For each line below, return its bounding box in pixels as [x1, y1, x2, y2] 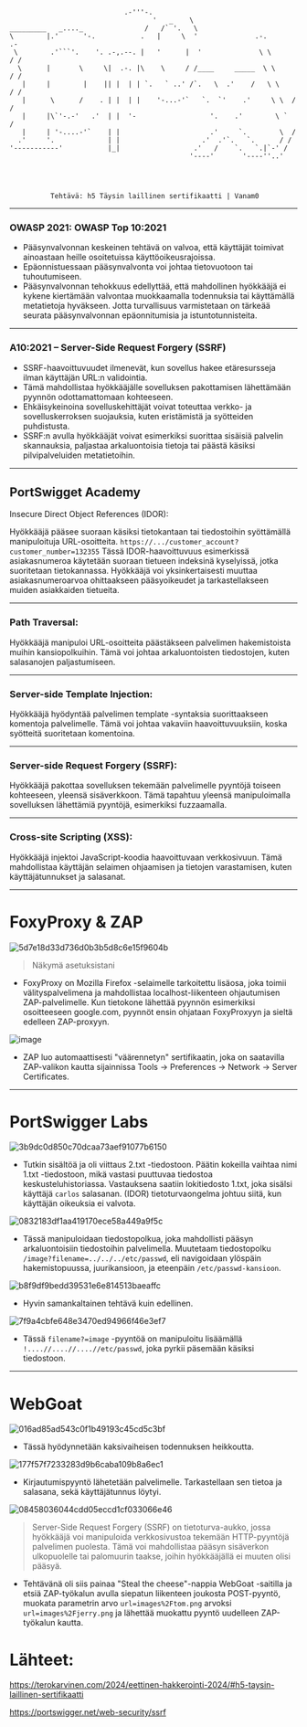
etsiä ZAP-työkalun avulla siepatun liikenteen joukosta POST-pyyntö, [22, 1588, 281, 1599]
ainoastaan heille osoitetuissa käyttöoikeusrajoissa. [22, 251, 217, 263]
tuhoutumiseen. [22, 271, 82, 282]
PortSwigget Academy [9, 484, 142, 500]
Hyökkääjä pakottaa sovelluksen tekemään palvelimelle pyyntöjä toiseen [9, 780, 281, 791]
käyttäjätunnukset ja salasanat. [9, 871, 126, 882]
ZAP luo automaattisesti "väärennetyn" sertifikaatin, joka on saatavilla [22, 1051, 285, 1063]
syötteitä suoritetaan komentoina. [9, 728, 135, 738]
